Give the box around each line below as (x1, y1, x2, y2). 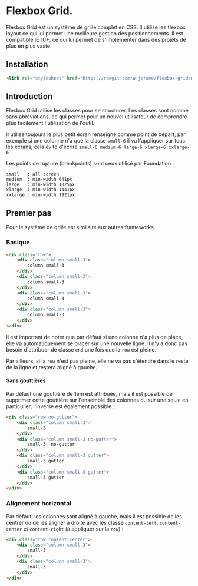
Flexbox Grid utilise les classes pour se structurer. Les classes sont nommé (6, 107, 189, 114)
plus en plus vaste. (6, 42, 52, 49)
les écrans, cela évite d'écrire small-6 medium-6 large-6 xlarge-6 (6, 143, 166, 151)
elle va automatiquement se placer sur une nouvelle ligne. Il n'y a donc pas (6, 340, 187, 347)
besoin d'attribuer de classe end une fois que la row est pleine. (6, 346, 157, 353)
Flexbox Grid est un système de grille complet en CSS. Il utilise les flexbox (6, 24, 186, 31)
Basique (6, 239, 31, 247)
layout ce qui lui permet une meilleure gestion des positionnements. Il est (6, 29, 184, 37)
